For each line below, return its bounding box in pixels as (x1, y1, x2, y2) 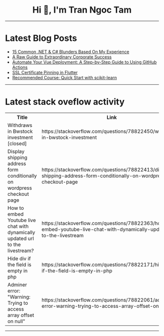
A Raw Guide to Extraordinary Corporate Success (12, 54, 112, 60)
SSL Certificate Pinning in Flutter (12, 69, 78, 75)
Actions (12, 64, 28, 70)
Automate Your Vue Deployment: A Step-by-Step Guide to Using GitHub (12, 59, 157, 65)
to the (7, 241, 21, 248)
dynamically (7, 229, 36, 236)
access (7, 305, 24, 312)
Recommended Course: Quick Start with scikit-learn (12, 75, 117, 80)
